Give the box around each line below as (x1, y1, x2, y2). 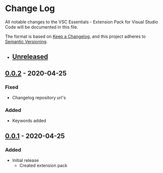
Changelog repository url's (12, 95, 66, 101)
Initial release (12, 157, 39, 163)
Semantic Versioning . (5, 38, 48, 44)
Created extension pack (19, 163, 68, 168)
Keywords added (12, 118, 46, 124)
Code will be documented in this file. (5, 24, 78, 30)
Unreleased (12, 53, 48, 61)
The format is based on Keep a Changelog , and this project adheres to (5, 33, 146, 39)
